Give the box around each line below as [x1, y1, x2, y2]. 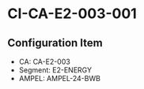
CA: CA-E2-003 [18, 57, 70, 66]
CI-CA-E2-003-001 [7, 5, 138, 23]
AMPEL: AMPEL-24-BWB [18, 74, 100, 83]
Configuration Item [7, 36, 104, 50]
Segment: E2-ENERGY [18, 65, 93, 75]
